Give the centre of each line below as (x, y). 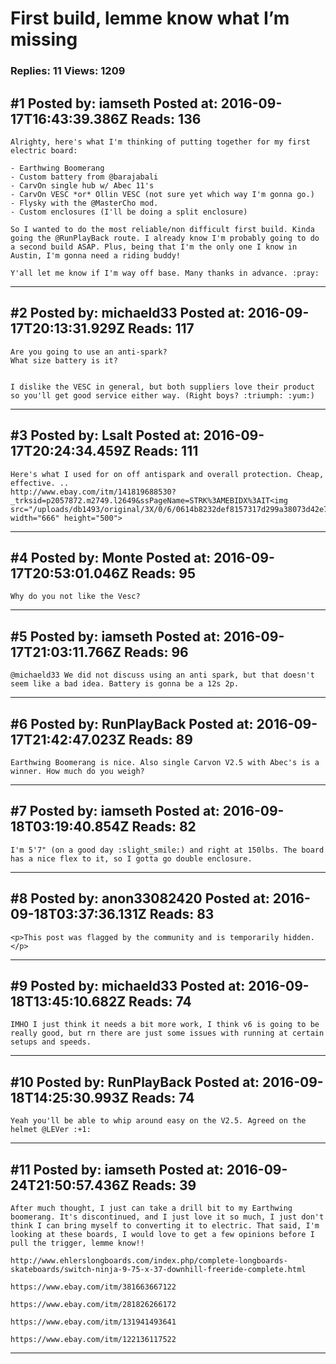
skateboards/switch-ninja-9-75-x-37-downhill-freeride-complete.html (158, 1270)
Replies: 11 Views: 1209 (68, 71)
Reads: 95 (163, 573)
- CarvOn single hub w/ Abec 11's (82, 185)
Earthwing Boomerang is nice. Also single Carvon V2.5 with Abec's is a (165, 762)
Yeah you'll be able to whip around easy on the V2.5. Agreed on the (158, 1121)
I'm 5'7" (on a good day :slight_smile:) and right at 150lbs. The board (167, 850)
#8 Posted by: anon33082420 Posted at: (140, 898)
